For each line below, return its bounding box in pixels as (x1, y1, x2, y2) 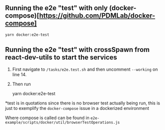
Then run (12, 81, 31, 87)
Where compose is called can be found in (5, 115, 90, 121)
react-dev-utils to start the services (5, 53, 117, 62)
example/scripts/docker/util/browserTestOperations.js (5, 120, 120, 125)
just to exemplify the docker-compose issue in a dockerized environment (5, 105, 149, 111)
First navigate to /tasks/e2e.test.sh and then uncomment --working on (12, 66, 158, 72)
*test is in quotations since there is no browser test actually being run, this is (5, 100, 160, 106)
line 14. (12, 71, 27, 78)
